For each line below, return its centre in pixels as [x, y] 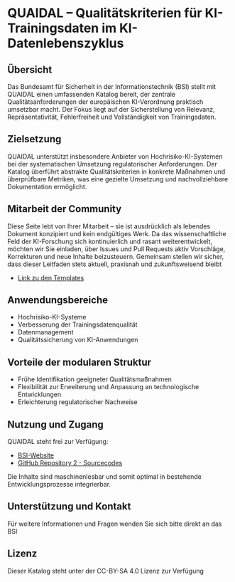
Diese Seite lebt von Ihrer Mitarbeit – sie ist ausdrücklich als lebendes [109, 226]
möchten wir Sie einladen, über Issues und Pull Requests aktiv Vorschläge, [116, 249]
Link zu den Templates [51, 277]
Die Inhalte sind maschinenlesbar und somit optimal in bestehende [105, 477]
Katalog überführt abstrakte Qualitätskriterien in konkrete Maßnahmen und [116, 171]
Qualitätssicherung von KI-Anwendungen [78, 340]
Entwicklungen [39, 395]
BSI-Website [36, 455]
